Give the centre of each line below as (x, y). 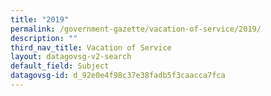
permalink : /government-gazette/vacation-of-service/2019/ (136, 29)
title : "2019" (40, 19)
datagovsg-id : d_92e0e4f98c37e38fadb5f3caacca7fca (118, 76)
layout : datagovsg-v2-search (71, 57)
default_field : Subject (60, 66)
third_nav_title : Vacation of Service (91, 47)
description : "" (44, 38)
